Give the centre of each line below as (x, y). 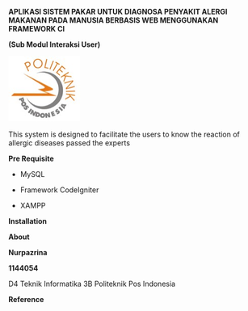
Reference (26, 299)
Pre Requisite (31, 158)
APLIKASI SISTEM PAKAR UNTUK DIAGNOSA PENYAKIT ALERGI (118, 12)
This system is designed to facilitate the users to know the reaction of (124, 134)
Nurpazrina (28, 252)
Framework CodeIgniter (59, 190)
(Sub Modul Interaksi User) (55, 44)
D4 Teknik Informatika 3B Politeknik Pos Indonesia (92, 284)
